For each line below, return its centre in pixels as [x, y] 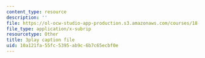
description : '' [27, 18]
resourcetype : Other [33, 34]
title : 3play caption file [41, 40]
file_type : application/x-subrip [49, 29]
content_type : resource [37, 12]
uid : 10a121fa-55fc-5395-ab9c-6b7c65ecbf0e [63, 46]
